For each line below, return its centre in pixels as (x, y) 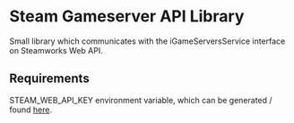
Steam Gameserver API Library (127, 16)
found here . (30, 110)
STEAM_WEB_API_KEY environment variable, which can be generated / (141, 100)
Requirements (49, 79)
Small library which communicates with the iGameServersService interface (147, 41)
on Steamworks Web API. (56, 50)
